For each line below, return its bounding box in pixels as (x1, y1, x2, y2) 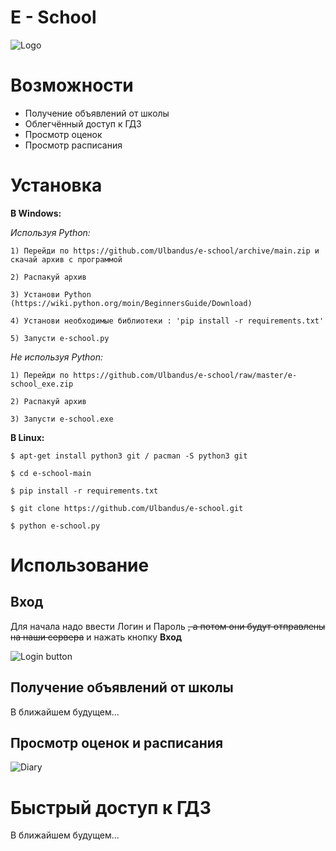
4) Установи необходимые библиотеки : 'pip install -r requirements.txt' (10, 316, 325, 326)
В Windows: (10, 207, 62, 219)
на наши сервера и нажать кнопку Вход (10, 631, 182, 643)
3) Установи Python (10, 289, 92, 300)
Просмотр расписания (24, 139, 123, 151)
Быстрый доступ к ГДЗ (10, 796, 212, 819)
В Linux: (10, 431, 45, 443)
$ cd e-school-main (10, 468, 92, 478)
